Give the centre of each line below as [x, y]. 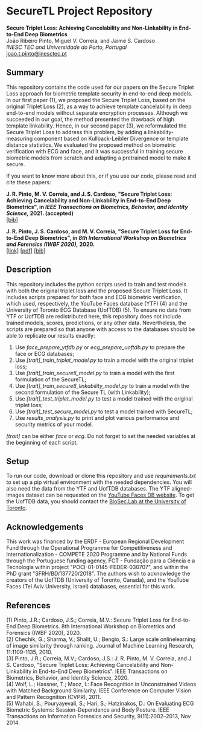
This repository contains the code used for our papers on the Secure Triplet [100, 87]
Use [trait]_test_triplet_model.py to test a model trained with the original [104, 398]
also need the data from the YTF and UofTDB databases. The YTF [88, 489]
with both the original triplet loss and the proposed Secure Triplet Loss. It [97, 291]
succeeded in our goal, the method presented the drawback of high [90, 119]
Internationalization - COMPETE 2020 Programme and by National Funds [97, 555]
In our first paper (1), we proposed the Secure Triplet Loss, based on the [96, 100]
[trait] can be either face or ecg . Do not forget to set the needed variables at [101, 436]
